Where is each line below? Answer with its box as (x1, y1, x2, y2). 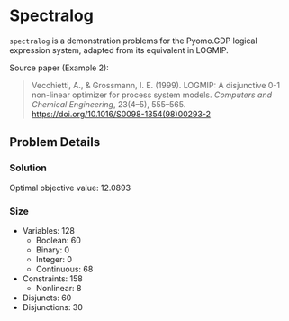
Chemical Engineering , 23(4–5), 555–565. (31, 98, 186, 109)
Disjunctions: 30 (22, 301, 84, 312)
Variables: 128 (22, 225, 75, 235)
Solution (9, 161, 48, 174)
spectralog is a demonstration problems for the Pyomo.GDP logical (9, 35, 258, 46)
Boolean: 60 (35, 234, 81, 245)
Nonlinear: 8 (35, 282, 82, 293)
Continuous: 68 (35, 263, 94, 274)
